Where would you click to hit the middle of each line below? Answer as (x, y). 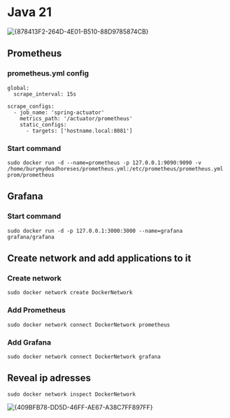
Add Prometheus (37, 310)
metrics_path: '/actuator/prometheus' (76, 118)
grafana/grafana (31, 237)
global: (19, 88)
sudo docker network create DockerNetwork (70, 293)
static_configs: (44, 124)
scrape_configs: (31, 106)
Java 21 (30, 12)
